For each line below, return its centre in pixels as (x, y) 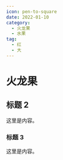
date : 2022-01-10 (28, 17)
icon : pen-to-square (32, 12)
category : (18, 23)
